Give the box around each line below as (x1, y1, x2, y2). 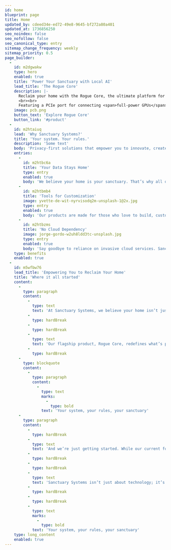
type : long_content (14, 532, 56, 538)
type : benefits (14, 251, 46, 256)
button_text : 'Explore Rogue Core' (14, 112, 90, 118)
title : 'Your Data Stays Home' (23, 165, 90, 170)
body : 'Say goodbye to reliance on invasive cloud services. (23, 246, 156, 251)
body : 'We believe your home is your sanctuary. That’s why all (23, 179, 163, 185)
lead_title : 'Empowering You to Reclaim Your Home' (14, 270, 126, 275)
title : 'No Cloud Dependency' (23, 227, 87, 232)
